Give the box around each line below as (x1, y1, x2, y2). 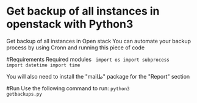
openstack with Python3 (6, 17, 134, 31)
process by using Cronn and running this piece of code (6, 44, 145, 51)
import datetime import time (6, 62, 81, 68)
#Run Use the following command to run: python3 (6, 84, 130, 92)
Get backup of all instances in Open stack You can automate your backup (6, 37, 191, 44)
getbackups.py (6, 91, 43, 97)
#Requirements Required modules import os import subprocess (6, 55, 170, 63)
